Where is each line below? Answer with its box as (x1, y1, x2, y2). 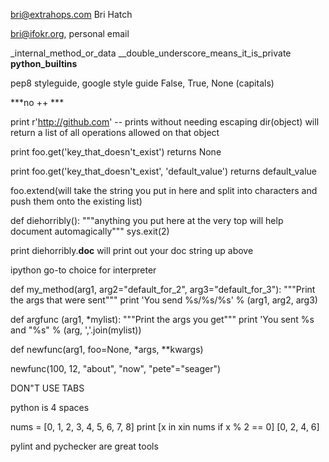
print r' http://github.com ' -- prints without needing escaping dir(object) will (10, 116, 320, 128)
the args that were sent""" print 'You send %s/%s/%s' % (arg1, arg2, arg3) (10, 294, 318, 306)
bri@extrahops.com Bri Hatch (10, 9, 133, 20)
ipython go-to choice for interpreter (10, 264, 157, 276)
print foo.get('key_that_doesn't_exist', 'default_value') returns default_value (10, 165, 318, 177)
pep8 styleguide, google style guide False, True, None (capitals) (10, 77, 275, 89)
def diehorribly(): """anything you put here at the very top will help (10, 215, 284, 226)
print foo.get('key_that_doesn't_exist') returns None (10, 146, 222, 158)
